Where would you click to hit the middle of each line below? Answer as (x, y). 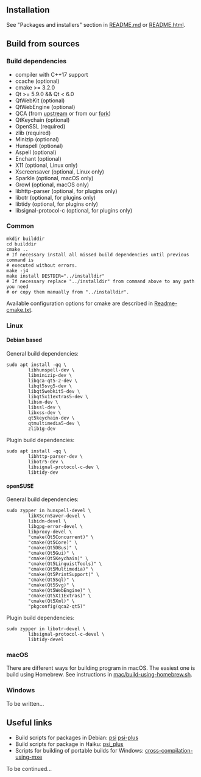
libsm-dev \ (44, 402)
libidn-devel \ (48, 521)
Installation (28, 10)
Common (20, 226)
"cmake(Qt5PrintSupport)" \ (64, 575)
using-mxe (29, 757)
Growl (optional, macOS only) (52, 185)
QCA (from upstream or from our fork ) (63, 113)
